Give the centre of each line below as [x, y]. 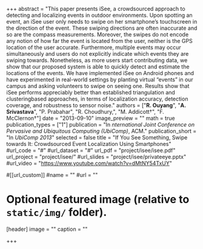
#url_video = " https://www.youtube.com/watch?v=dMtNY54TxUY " [89, 163]
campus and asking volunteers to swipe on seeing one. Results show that [98, 86]
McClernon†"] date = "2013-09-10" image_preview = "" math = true [91, 118]
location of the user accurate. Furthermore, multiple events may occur [94, 47]
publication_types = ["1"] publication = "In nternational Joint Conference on [101, 125]
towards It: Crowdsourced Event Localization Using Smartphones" [89, 144]
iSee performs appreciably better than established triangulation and [91, 92]
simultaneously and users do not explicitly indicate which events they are [98, 54]
